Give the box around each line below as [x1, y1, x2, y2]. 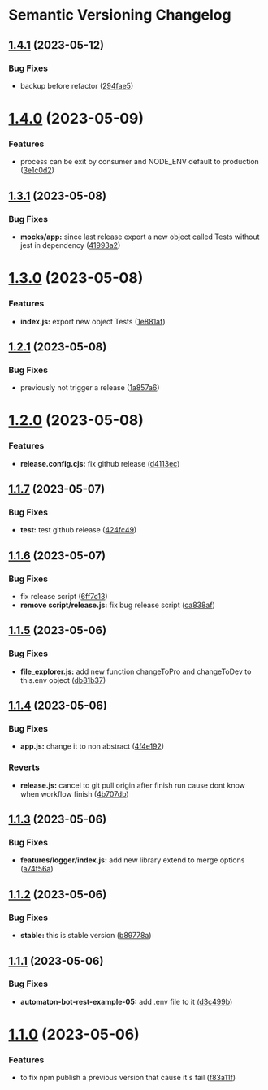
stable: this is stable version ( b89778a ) [19, 931, 152, 940]
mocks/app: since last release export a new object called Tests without [19, 232, 260, 241]
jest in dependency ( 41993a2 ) [19, 241, 121, 250]
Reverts [8, 762, 41, 773]
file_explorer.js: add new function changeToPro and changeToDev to [19, 667, 252, 676]
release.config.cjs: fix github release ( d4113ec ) [19, 458, 180, 468]
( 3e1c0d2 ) [19, 165, 54, 176]
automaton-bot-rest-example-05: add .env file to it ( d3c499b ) [19, 997, 233, 1006]
